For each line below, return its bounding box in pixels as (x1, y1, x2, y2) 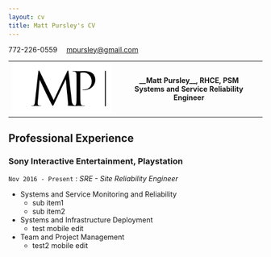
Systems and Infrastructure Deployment (19, 215, 153, 225)
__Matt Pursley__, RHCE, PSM (139, 76, 240, 85)
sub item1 (31, 198, 65, 208)
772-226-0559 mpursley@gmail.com (8, 44, 139, 54)
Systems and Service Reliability (134, 85, 244, 94)
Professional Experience (8, 131, 135, 145)
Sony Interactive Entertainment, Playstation (8, 155, 183, 167)
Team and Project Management (19, 232, 125, 242)
